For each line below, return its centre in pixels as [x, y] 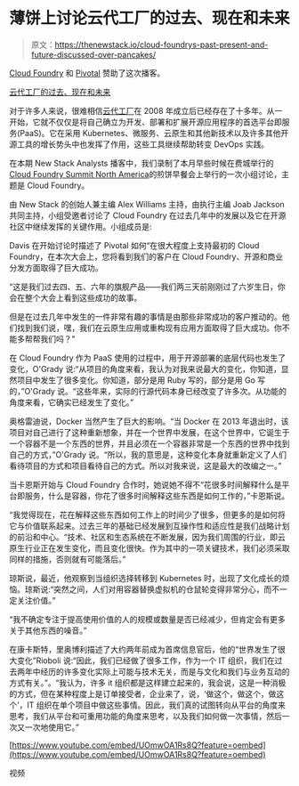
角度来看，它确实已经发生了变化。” [72, 402]
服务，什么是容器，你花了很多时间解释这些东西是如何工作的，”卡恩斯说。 [157, 496]
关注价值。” [36, 600]
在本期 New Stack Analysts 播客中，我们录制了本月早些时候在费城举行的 [141, 163]
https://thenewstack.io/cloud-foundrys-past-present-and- [162, 45]
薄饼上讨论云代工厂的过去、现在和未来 [150, 18]
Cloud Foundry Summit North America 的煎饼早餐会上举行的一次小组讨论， [145, 174]
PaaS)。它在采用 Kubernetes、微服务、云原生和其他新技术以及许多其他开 [154, 133]
